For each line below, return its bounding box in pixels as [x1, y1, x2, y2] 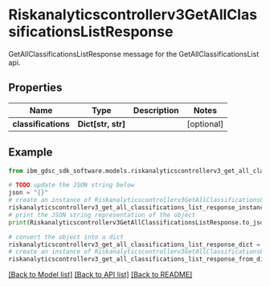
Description [133, 104, 179, 115]
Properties [8, 81, 63, 95]
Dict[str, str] [77, 118, 126, 129]
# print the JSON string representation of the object [8, 211, 196, 219]
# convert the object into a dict [8, 232, 125, 241]
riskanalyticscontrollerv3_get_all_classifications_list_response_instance [8, 204, 268, 212]
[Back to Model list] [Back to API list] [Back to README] [8, 270, 193, 280]
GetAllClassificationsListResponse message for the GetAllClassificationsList [8, 49, 260, 59]
